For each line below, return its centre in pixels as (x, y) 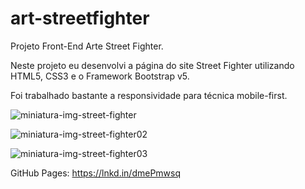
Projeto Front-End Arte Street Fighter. (87, 46)
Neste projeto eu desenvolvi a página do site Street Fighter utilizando (152, 65)
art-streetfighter (80, 18)
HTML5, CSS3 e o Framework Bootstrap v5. (100, 76)
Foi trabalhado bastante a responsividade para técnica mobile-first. (149, 95)
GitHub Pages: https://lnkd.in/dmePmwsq (96, 173)
